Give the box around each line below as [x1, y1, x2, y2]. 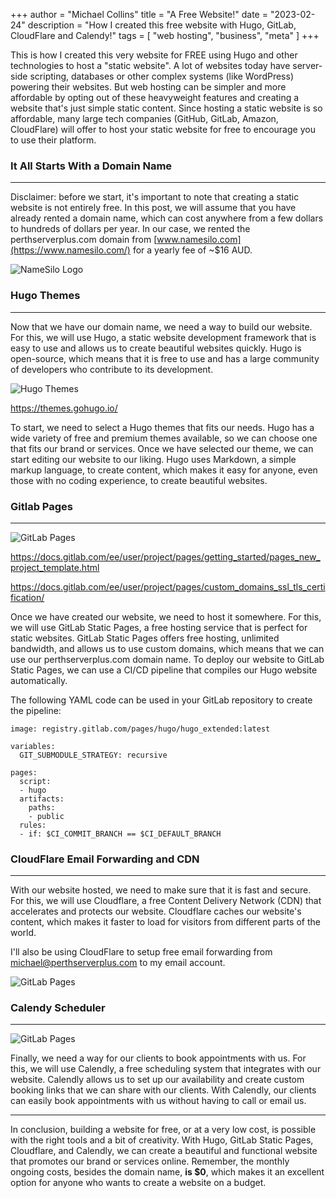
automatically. [10, 674, 68, 686]
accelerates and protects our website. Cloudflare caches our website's [10, 905, 302, 918]
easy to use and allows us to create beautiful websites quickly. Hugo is [10, 342, 302, 354]
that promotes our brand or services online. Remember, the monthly [10, 1155, 290, 1168]
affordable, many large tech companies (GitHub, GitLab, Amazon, [10, 113, 279, 124]
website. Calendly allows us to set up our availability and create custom [10, 1074, 305, 1086]
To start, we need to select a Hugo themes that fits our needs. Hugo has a [10, 421, 315, 433]
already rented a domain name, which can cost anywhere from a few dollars [10, 212, 324, 224]
